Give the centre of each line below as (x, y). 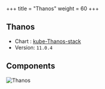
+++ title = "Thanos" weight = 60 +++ (52, 9)
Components (31, 66)
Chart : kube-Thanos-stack (48, 41)
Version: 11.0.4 (34, 47)
